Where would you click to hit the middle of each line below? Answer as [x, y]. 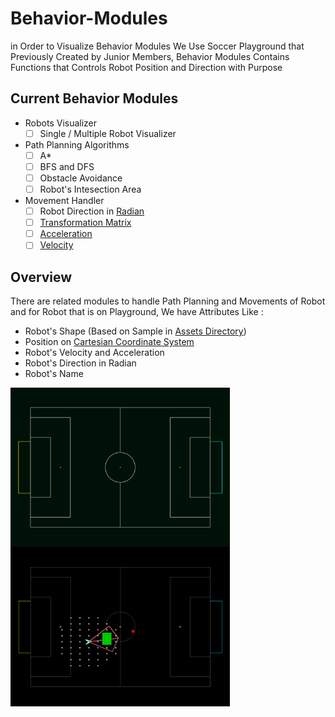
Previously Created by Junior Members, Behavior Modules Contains [150, 56]
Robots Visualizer [61, 123]
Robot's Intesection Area [90, 189]
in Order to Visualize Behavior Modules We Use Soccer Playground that [157, 46]
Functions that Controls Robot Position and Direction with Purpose [146, 67]
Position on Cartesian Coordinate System [109, 342]
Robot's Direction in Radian [80, 363]
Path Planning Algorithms [77, 144]
